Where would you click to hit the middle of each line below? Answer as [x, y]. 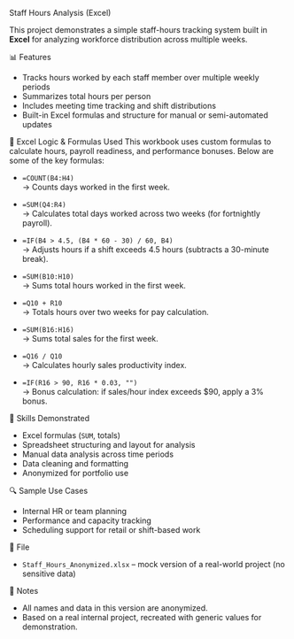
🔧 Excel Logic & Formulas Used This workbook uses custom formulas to [140, 142]
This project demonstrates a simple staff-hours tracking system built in [139, 30]
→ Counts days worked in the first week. [96, 187]
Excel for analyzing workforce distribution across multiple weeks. [128, 39]
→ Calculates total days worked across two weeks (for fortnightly [141, 213]
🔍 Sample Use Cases [49, 491]
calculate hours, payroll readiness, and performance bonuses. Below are [142, 151]
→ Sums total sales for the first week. [90, 339]
